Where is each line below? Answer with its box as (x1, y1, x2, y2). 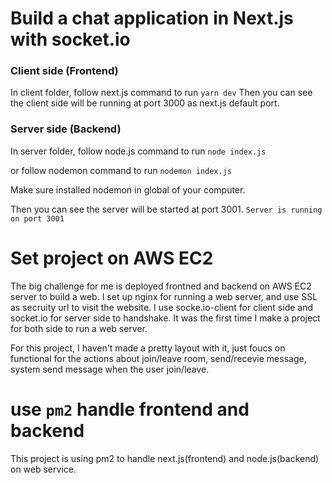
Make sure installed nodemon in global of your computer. (10, 183, 246, 196)
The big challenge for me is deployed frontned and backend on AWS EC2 (10, 280, 312, 292)
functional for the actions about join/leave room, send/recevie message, (10, 352, 307, 364)
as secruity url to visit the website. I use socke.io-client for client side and (10, 301, 314, 313)
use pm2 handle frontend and (10, 398, 250, 421)
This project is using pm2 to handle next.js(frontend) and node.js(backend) (10, 452, 320, 464)
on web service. (10, 463, 77, 475)
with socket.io (10, 28, 131, 51)
